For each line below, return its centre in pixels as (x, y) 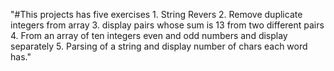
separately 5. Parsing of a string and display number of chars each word (159, 46)
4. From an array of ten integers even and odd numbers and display (149, 35)
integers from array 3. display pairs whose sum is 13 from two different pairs (167, 25)
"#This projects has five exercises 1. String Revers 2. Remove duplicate (156, 14)
